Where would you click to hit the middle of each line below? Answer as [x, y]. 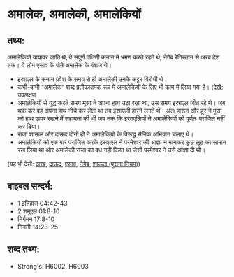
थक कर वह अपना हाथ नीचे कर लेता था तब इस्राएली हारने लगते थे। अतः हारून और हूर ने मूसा [119, 111]
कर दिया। [29, 126]
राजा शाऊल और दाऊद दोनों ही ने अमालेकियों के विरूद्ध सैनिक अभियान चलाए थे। [105, 134]
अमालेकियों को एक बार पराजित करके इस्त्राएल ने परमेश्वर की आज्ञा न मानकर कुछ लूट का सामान [122, 142]
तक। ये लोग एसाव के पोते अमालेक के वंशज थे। [59, 65]
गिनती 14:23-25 [37, 227]
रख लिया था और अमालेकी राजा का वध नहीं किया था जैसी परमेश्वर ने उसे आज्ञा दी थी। [111, 150]
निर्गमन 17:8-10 [36, 219]
